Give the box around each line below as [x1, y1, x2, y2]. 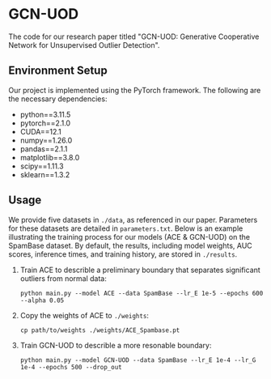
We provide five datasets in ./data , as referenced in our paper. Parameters [8, 215, 258, 224]
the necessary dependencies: [8, 94, 108, 104]
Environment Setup [8, 64, 108, 78]
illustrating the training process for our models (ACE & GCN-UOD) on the [8, 232, 251, 241]
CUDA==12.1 [19, 126, 62, 136]
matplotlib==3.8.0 [19, 152, 80, 162]
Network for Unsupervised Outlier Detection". [8, 40, 160, 49]
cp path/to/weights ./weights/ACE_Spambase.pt [19, 326, 180, 334]
